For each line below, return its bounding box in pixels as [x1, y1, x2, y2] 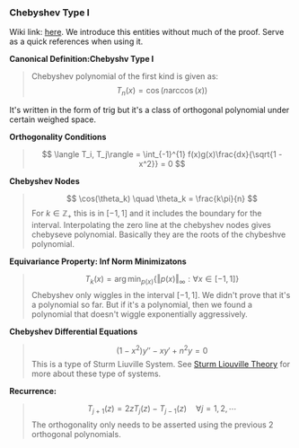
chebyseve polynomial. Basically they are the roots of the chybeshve [31, 229, 286, 240]
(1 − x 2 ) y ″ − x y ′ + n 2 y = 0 [116, 343, 208, 356]
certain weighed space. [9, 114, 97, 125]
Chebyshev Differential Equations [9, 326, 138, 337]
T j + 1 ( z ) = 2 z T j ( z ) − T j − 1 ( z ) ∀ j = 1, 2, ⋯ [86, 403, 237, 417]
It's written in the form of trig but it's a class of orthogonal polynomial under [9, 105, 290, 116]
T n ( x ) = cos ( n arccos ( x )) [116, 85, 208, 98]
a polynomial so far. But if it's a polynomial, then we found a [31, 299, 253, 310]
